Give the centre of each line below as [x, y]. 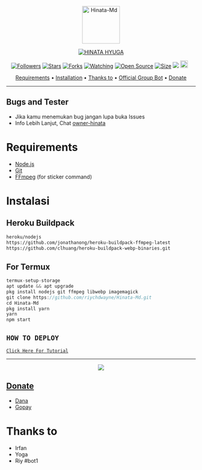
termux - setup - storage [33, 281]
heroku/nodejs [24, 237]
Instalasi [28, 201]
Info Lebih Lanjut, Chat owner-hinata [60, 123]
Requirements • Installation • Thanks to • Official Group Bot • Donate [101, 78]
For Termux [28, 267]
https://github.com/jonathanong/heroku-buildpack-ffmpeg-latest [88, 243]
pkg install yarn [28, 309]
